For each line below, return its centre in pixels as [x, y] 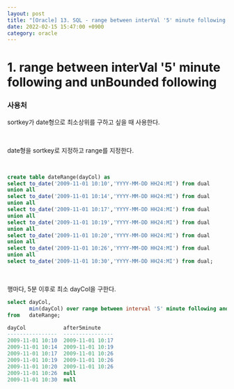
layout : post [26, 14]
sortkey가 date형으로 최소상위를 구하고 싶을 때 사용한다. [84, 122]
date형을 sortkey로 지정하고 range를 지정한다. [71, 150]
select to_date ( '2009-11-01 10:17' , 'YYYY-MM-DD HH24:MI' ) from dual [109, 210]
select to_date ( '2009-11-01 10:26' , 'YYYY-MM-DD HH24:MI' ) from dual [109, 248]
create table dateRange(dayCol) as [59, 177]
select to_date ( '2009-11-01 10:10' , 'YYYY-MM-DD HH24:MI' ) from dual [109, 183]
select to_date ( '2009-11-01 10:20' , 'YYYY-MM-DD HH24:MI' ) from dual [109, 235]
